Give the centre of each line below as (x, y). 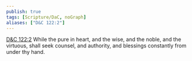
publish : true (24, 12)
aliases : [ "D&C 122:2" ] (36, 23)
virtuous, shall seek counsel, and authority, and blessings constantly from (96, 46)
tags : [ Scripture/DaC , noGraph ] (46, 17)
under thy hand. (26, 52)
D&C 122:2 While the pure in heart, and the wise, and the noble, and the (94, 40)
